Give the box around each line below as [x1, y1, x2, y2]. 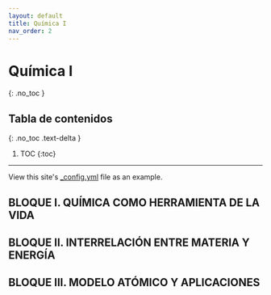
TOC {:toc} [19, 149, 56, 158]
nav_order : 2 [8, 27, 52, 35]
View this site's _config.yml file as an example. [8, 172, 163, 182]
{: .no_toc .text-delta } [8, 133, 81, 143]
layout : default [8, 11, 63, 20]
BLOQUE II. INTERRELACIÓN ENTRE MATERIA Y [8, 235, 250, 249]
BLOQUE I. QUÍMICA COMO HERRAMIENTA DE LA [8, 196, 261, 209]
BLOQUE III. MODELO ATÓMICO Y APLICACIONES [8, 276, 261, 289]
